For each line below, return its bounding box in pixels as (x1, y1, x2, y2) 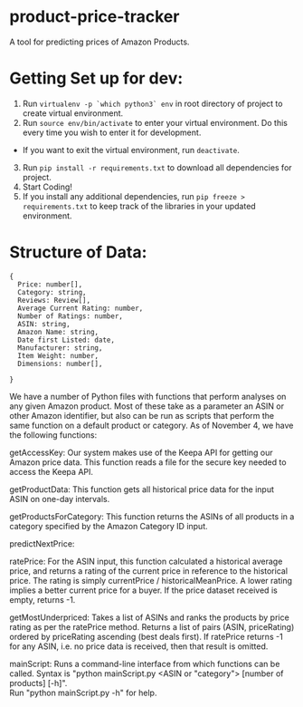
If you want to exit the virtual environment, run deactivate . (22, 144, 240, 155)
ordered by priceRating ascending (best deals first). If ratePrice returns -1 (9, 631, 283, 642)
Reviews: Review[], (17, 295, 91, 305)
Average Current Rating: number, (17, 304, 144, 313)
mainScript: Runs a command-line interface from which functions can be (9, 658, 280, 669)
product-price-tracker (9, 6, 180, 27)
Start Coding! (22, 181, 72, 192)
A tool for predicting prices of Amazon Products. (9, 36, 190, 47)
